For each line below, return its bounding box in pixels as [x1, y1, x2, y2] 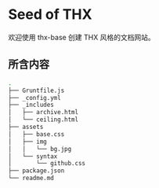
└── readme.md [8, 175, 55, 182]
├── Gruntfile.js [8, 87, 65, 94]
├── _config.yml [8, 94, 61, 101]
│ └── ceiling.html [8, 116, 79, 123]
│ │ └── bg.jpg [8, 145, 72, 153]
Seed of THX [8, 6, 92, 24]
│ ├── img [8, 138, 47, 146]
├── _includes [8, 101, 55, 109]
